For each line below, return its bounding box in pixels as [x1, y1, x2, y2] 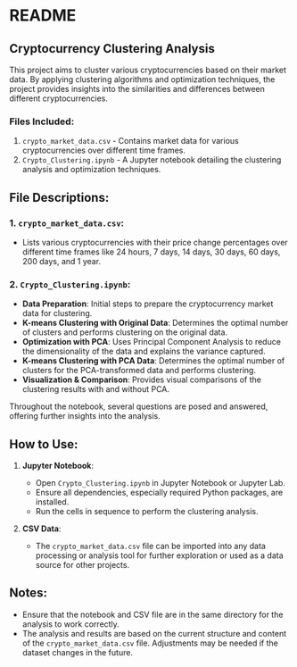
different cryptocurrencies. [9, 93, 109, 104]
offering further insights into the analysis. [9, 411, 161, 421]
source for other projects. [35, 560, 130, 571]
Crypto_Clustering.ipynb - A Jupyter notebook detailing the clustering [21, 154, 282, 165]
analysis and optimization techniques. [21, 164, 161, 175]
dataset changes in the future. [21, 646, 134, 657]
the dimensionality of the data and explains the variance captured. [21, 346, 266, 357]
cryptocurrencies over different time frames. [21, 145, 186, 156]
